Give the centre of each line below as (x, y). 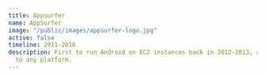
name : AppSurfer (35, 23)
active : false (32, 38)
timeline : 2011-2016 (42, 45)
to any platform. (44, 60)
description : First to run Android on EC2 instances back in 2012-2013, (131, 52)
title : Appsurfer (37, 15)
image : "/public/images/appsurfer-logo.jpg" (83, 30)
